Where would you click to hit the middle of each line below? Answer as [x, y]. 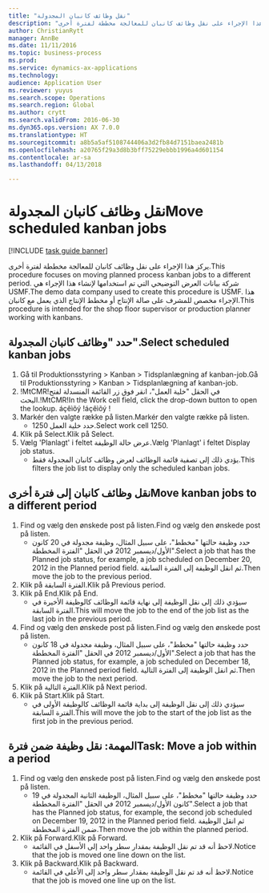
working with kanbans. [46, 317]
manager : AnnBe [34, 38]
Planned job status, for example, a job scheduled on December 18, [141, 661]
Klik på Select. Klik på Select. [67, 434]
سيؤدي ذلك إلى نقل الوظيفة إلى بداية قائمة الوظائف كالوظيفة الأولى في [138, 704]
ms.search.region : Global [51, 105]
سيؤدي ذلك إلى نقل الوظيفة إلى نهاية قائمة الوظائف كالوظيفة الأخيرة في [139, 601]
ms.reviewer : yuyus [41, 90]
